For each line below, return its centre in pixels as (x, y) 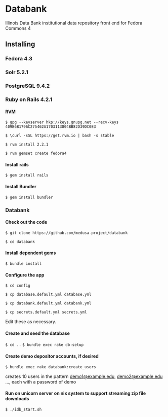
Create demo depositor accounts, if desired (52, 356)
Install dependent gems (31, 253)
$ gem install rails (27, 176)
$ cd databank (20, 241)
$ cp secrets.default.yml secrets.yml (46, 312)
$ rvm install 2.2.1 (27, 145)
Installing (20, 44)
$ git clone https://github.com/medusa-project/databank (67, 233)
